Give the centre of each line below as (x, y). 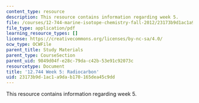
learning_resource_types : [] (42, 34)
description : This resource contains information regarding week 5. (92, 17)
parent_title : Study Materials (45, 50)
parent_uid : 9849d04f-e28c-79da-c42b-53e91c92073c (70, 61)
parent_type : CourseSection (41, 55)
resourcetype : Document (36, 66)
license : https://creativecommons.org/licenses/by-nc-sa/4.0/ (84, 39)
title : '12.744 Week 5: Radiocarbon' (53, 72)
